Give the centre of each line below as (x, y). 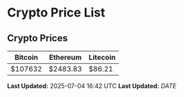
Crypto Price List (56, 13)
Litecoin (102, 57)
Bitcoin (27, 57)
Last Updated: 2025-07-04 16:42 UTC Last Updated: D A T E (92, 86)
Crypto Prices (38, 38)
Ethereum (65, 57)
